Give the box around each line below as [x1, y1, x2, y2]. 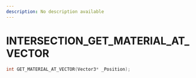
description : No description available [6, 8, 104, 15]
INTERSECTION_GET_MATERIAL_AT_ [6, 34, 190, 47]
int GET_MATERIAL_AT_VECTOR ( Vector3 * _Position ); [6, 66, 131, 72]
